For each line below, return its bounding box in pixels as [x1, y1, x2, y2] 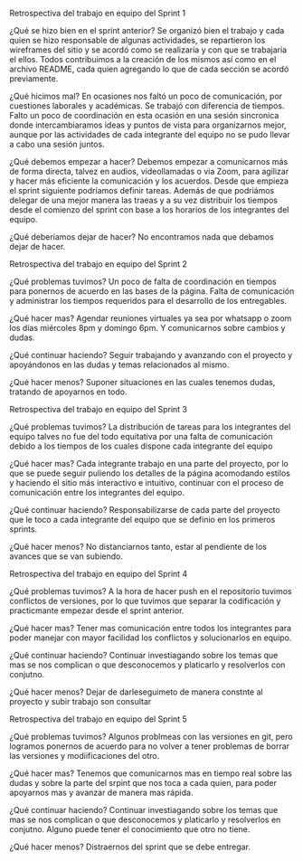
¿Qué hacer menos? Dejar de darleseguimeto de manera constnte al [9, 686, 264, 697]
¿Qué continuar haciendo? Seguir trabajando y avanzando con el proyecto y [9, 350, 293, 360]
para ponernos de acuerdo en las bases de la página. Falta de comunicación [9, 286, 295, 297]
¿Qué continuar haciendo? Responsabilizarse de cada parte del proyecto [9, 505, 280, 515]
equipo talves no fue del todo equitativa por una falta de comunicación [9, 431, 273, 441]
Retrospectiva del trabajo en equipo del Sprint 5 [9, 714, 187, 724]
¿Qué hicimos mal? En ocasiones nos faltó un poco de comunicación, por [9, 90, 283, 101]
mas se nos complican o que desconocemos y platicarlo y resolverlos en [9, 814, 281, 825]
